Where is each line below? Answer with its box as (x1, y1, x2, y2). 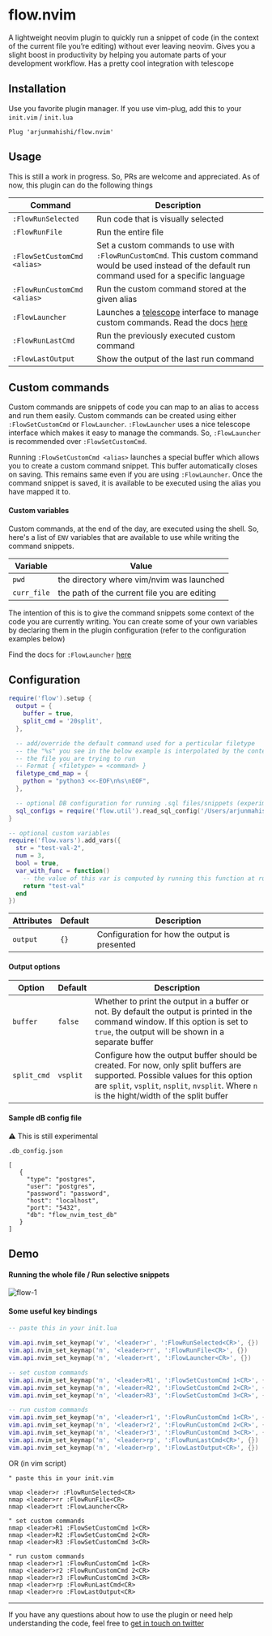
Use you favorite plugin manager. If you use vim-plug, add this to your (8, 103, 242, 113)
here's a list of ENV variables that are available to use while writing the (8, 532, 240, 542)
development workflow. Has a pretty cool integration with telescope (8, 58, 235, 68)
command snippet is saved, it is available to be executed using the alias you (8, 478, 261, 488)
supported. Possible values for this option (94, 1070, 253, 1081)
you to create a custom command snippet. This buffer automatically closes (8, 461, 257, 471)
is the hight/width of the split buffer (94, 1090, 229, 1102)
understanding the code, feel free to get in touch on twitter (8, 1618, 205, 1628)
